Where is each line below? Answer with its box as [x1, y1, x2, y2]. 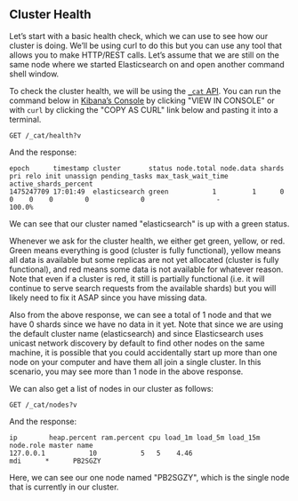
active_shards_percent [9, 179, 93, 188]
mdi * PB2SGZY [9, 457, 101, 465]
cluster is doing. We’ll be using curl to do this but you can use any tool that [9, 40, 283, 51]
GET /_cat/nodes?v [9, 400, 77, 410]
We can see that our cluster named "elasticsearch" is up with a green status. [9, 218, 290, 229]
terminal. [9, 114, 42, 124]
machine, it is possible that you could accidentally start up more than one [9, 346, 278, 358]
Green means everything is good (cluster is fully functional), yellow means [9, 244, 282, 256]
